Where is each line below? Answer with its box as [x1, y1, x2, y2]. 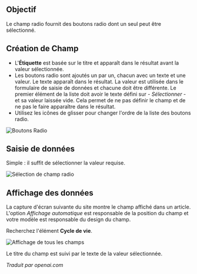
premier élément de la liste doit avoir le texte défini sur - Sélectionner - [14, 91, 186, 98]
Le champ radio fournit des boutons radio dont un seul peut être [6, 20, 162, 27]
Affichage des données [6, 188, 94, 198]
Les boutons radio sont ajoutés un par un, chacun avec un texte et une [14, 72, 186, 79]
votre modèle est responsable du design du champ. [6, 216, 131, 223]
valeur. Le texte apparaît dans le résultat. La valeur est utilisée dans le [14, 78, 184, 85]
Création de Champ [6, 44, 79, 54]
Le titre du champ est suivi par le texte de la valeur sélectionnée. [6, 250, 163, 258]
